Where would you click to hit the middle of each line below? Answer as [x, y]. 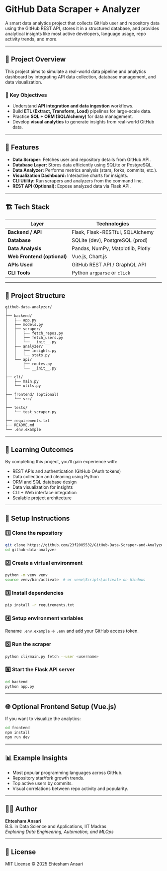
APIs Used [20, 264]
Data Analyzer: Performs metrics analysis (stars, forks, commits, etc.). [85, 170]
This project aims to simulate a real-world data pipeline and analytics [76, 71]
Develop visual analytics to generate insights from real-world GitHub [83, 122]
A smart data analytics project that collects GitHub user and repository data [83, 23]
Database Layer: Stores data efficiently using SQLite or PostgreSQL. [83, 165]
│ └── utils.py [23, 386]
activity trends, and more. [32, 39]
